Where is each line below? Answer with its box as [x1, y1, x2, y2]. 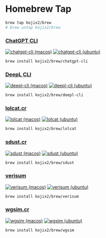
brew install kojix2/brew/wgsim [5, 227, 74, 233]
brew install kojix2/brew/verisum [5, 194, 79, 199]
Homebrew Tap [5, 3, 72, 15]
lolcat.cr [5, 104, 27, 112]
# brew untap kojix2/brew [5, 25, 60, 30]
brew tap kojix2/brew [5, 20, 52, 25]
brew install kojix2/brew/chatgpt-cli [5, 59, 88, 64]
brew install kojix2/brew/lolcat [5, 126, 77, 132]
